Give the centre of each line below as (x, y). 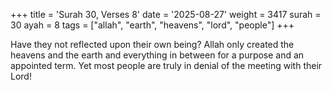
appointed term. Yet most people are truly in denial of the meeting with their (166, 65)
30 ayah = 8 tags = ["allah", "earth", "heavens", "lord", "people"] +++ (152, 25)
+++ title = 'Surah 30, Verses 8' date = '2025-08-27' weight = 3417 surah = (166, 14)
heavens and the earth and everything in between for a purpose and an (157, 55)
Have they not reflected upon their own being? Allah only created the (152, 44)
